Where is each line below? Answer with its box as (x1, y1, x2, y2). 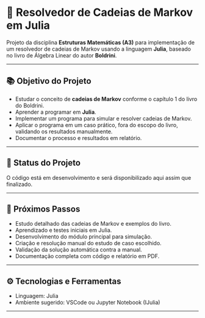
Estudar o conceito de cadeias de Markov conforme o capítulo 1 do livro (15, 95, 198, 103)
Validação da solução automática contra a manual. (15, 246, 142, 253)
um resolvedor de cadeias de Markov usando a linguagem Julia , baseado (6, 45, 191, 53)
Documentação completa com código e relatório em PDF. (15, 253, 160, 260)
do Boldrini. (15, 102, 45, 109)
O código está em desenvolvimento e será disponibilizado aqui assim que (6, 174, 192, 181)
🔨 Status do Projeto (6, 158, 81, 168)
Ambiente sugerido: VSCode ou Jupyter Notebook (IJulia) (15, 299, 160, 306)
